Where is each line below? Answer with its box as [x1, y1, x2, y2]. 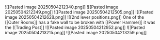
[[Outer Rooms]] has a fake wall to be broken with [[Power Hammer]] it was [5, 19, 156, 25]
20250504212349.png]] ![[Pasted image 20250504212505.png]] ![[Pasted [5, 9, 154, 15]
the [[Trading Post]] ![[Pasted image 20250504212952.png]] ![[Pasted [5, 25, 145, 30]
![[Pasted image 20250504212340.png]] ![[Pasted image [5, 4, 119, 10]
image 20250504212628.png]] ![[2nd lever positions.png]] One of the [5, 14, 144, 20]
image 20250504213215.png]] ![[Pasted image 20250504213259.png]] [5, 30, 147, 35]
